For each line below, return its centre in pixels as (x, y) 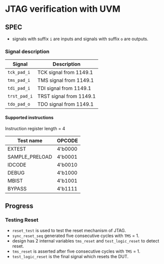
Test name (30, 141)
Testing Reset (22, 220)
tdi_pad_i (19, 88)
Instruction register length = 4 (35, 128)
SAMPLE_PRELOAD (30, 157)
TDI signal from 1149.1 (64, 88)
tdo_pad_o (19, 104)
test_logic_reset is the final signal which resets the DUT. (70, 257)
